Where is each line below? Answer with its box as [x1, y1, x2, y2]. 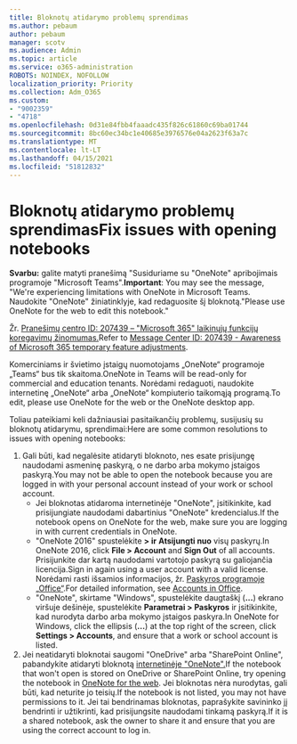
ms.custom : [9, 95, 50, 105]
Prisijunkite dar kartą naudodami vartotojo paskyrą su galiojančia [35, 554, 273, 566]
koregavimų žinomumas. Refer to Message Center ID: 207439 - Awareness [9, 332, 282, 343]
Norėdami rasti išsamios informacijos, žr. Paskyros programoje [35, 574, 265, 585]
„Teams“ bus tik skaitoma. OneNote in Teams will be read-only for [9, 369, 247, 380]
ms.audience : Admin [9, 46, 82, 55]
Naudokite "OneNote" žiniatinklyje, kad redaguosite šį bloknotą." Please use [9, 296, 285, 307]
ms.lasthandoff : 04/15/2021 [9, 153, 114, 163]
